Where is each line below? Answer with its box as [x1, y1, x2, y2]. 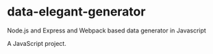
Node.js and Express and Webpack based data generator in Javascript [7, 26, 207, 34]
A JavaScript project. [7, 39, 66, 47]
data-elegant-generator [7, 4, 146, 20]
